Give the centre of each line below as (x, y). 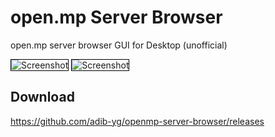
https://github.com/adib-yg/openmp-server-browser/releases (137, 121)
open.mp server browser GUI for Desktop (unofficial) (119, 45)
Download (42, 97)
